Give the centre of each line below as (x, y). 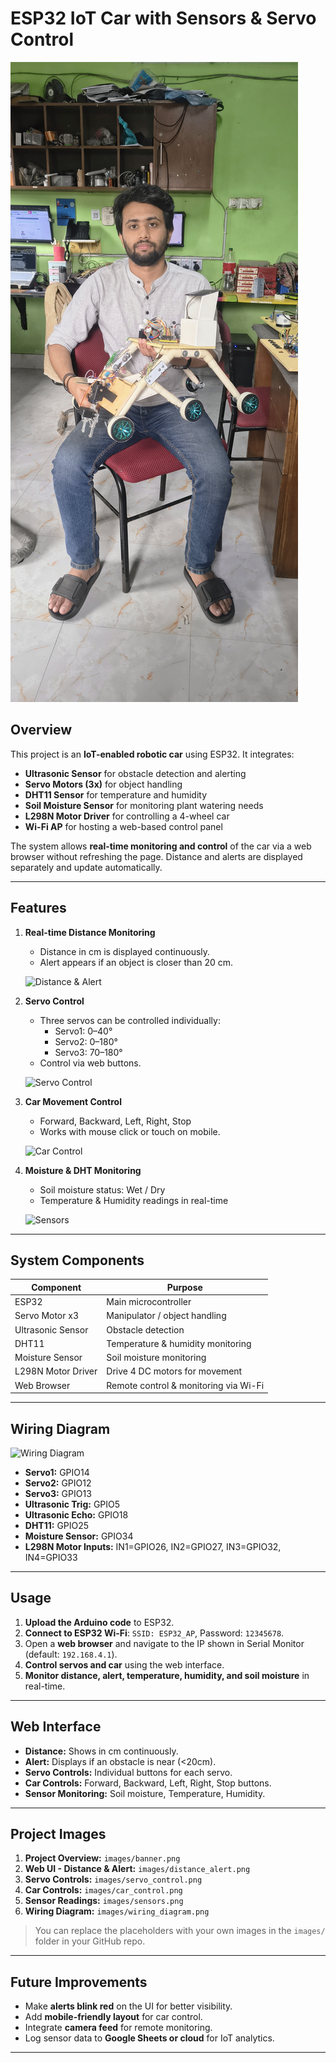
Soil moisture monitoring (156, 1358)
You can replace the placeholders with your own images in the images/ (180, 1931)
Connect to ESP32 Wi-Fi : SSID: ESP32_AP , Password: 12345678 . (154, 1633)
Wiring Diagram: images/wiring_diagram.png (117, 1911)
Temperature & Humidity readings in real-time (134, 1200)
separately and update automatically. (86, 867)
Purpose (184, 1287)
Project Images (58, 1833)
